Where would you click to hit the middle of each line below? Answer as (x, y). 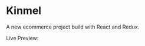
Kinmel (24, 11)
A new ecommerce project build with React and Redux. (73, 27)
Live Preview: (22, 38)
